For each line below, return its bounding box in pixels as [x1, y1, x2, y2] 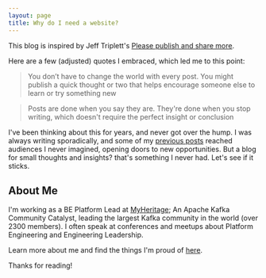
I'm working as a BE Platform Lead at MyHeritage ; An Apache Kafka [8, 205, 230, 215]
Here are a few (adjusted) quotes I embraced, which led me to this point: [8, 56, 245, 66]
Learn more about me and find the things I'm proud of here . [8, 246, 203, 255]
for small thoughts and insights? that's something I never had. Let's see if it [8, 152, 254, 162]
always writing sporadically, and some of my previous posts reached [8, 135, 233, 145]
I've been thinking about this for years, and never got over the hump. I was [8, 128, 253, 137]
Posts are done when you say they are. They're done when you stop [27, 104, 252, 113]
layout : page [8, 11, 52, 20]
